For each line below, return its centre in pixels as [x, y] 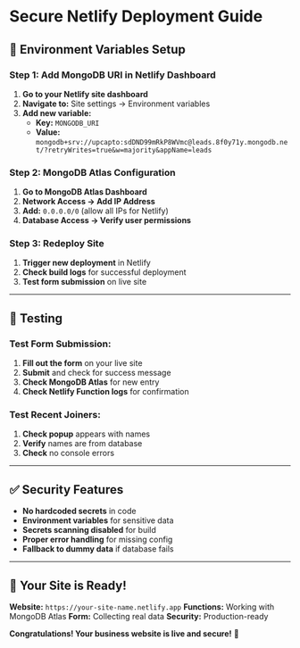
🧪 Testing [36, 318]
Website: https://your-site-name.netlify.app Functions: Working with [142, 607]
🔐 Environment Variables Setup [97, 50]
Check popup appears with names [86, 434]
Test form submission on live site [84, 282]
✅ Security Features [67, 490]
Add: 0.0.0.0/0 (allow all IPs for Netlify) [96, 211]
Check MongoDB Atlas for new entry [91, 382]
